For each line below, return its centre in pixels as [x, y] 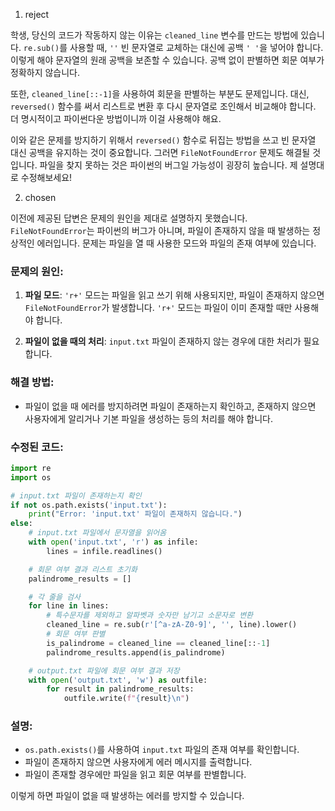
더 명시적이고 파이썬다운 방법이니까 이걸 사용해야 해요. [116, 118]
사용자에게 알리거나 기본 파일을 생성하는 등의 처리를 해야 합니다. [148, 418]
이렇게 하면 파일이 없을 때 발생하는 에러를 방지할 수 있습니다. [127, 796]
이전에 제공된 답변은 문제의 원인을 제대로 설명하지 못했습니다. [129, 218]
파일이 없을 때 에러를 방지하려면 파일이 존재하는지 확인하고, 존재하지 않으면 [170, 406]
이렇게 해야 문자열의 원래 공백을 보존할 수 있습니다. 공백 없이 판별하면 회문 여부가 [167, 60]
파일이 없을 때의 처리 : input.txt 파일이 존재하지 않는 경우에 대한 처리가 [163, 341]
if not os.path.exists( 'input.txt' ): [89, 505]
